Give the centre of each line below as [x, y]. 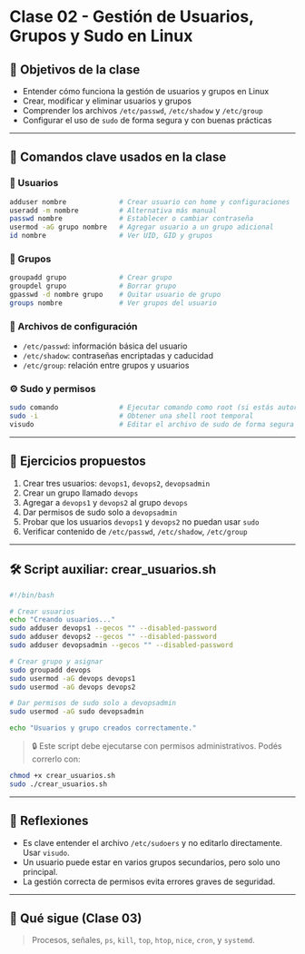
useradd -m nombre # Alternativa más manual [113, 211]
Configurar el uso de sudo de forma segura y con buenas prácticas [147, 120]
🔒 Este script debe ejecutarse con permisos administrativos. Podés [157, 746]
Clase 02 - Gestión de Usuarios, [132, 17]
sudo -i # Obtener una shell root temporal [132, 416]
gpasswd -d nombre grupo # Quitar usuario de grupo [115, 295]
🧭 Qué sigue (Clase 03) [76, 919]
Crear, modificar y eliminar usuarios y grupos [107, 101]
